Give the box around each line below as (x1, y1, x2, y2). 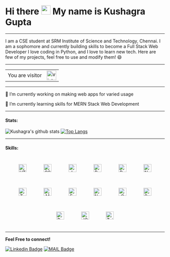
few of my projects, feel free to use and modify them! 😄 (5, 54, 122, 60)
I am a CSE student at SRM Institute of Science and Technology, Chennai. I (5, 38, 161, 44)
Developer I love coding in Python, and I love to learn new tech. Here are (5, 49, 156, 55)
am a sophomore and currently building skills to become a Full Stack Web (5, 43, 158, 49)
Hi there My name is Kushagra (5, 6, 146, 17)
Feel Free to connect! (5, 236, 51, 242)
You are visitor (8, 71, 42, 78)
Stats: (5, 117, 19, 123)
